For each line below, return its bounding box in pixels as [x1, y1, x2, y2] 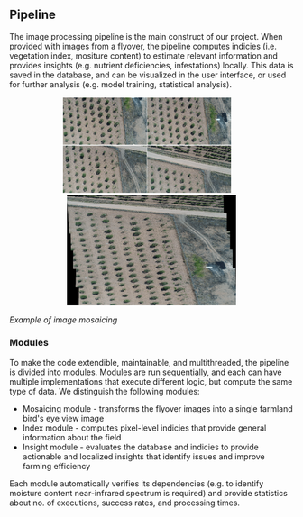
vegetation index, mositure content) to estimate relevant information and [9, 50, 278, 61]
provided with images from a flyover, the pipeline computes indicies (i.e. [9, 41, 278, 51]
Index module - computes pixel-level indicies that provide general [22, 422, 267, 433]
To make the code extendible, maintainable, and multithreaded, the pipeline [9, 357, 289, 367]
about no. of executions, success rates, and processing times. [9, 497, 241, 508]
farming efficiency [22, 460, 91, 471]
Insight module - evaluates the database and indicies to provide [22, 441, 259, 452]
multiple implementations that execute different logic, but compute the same [9, 376, 293, 386]
